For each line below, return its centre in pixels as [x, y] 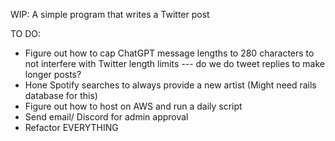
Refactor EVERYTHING [71, 127]
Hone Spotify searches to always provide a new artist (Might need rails [170, 85]
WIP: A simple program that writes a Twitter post [110, 14]
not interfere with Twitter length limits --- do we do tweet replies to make [174, 63]
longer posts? [53, 74]
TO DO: [26, 33]
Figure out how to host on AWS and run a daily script [133, 106]
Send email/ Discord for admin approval [106, 117]
